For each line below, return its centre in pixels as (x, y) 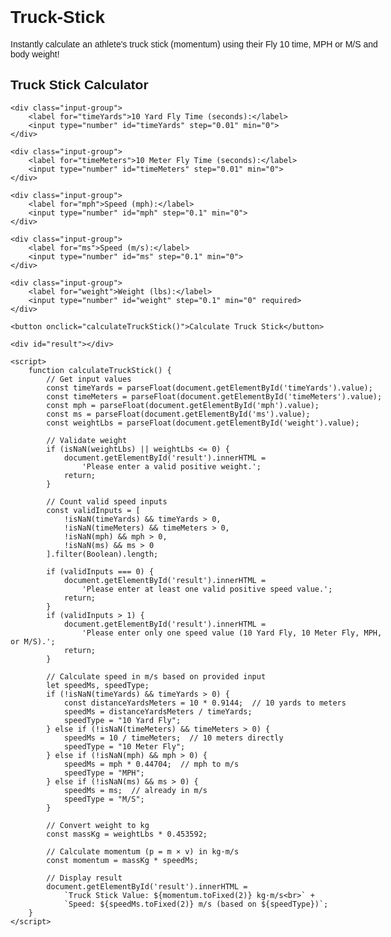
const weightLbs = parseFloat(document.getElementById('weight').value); (203, 423)
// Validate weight (87, 440)
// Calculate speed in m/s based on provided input (156, 676)
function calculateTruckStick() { (100, 370)
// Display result (84, 878)
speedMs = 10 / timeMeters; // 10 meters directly (173, 738)
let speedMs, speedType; (98, 685)
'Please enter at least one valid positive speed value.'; (207, 589)
